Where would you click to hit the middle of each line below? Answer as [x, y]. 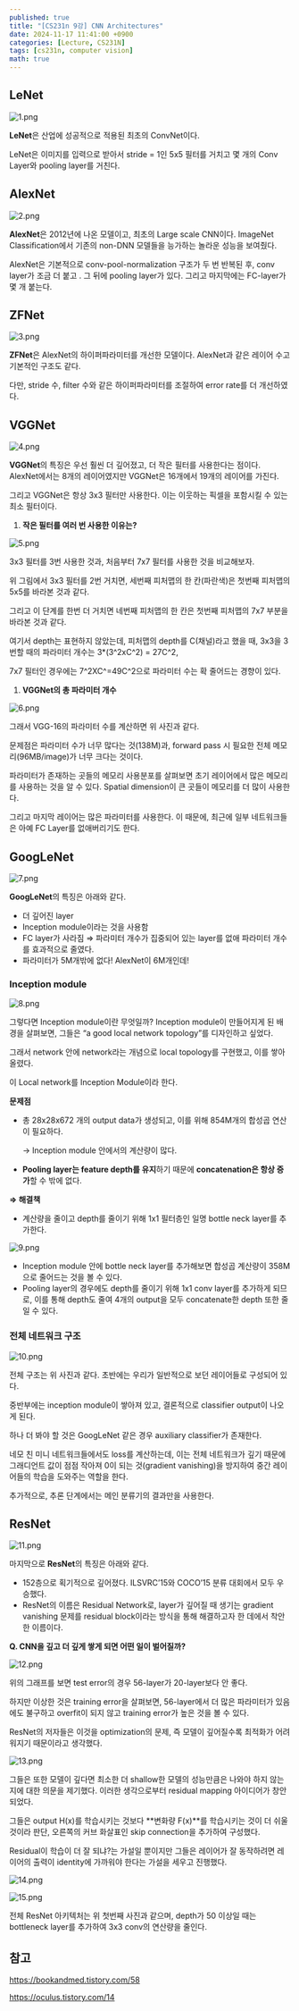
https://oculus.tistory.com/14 [62, 1998]
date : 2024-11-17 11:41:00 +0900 [71, 34]
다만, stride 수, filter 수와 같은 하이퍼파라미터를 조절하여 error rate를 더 [133, 385]
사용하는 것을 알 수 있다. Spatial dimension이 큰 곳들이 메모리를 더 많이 [142, 787]
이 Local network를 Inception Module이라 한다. [94, 1082]
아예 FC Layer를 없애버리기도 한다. [79, 829]
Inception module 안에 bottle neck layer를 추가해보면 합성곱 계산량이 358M [156, 1266]
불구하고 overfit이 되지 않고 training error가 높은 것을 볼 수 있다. [137, 1713]
